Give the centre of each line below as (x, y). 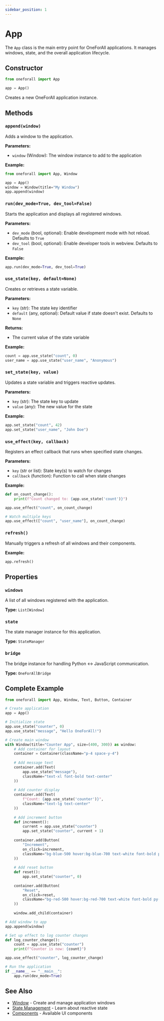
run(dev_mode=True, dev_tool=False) (49, 204)
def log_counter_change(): (32, 940)
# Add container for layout (42, 749)
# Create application (27, 709)
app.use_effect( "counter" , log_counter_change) (54, 958)
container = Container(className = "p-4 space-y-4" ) (66, 754)
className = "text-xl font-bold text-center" (67, 776)
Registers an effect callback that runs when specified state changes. (74, 451)
